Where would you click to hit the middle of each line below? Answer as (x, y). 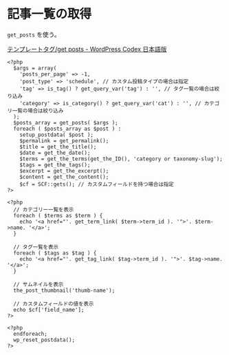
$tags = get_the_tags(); (55, 165)
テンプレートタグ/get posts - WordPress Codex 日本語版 (87, 49)
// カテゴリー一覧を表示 (44, 209)
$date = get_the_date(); (55, 153)
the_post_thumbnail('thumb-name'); (64, 290)
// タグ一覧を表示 (36, 247)
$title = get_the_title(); (58, 147)
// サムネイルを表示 (39, 284)
